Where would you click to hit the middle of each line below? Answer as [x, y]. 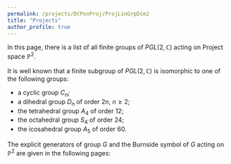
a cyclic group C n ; [44, 94]
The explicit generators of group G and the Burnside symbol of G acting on [115, 144]
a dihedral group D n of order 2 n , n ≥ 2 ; [74, 102]
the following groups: [38, 79]
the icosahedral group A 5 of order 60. [72, 130]
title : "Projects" [34, 20]
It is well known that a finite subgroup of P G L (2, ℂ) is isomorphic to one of [114, 71]
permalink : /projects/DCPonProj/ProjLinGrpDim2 [79, 14]
